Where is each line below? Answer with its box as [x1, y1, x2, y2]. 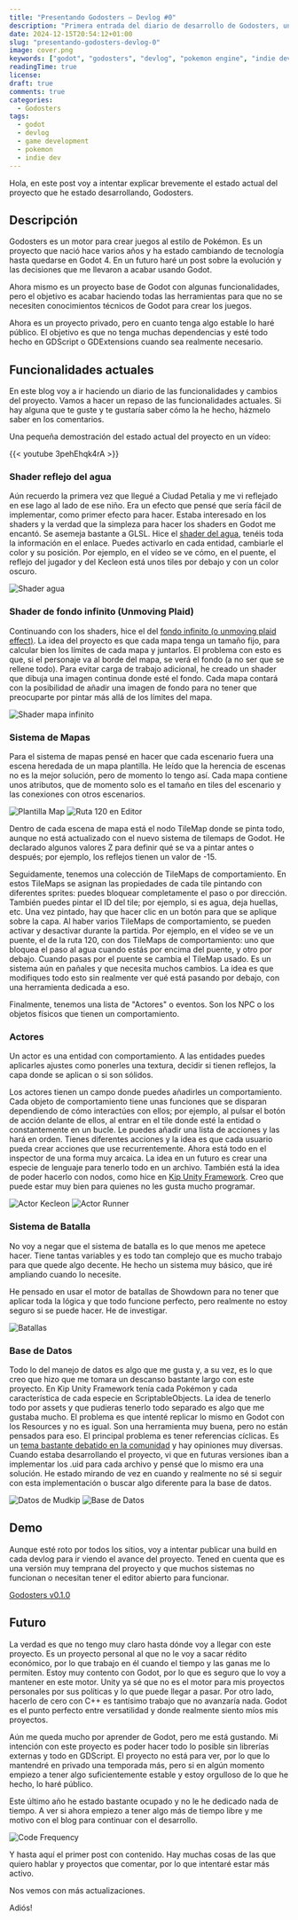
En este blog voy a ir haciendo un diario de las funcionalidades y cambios [9, 386, 278, 397]
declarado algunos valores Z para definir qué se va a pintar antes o [9, 842, 255, 853]
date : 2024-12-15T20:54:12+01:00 [9, 29, 133, 38]
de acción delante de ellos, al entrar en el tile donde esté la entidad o [9, 1115, 262, 1126]
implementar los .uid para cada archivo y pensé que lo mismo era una [9, 1459, 264, 1469]
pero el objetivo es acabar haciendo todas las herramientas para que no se [9, 291, 283, 302]
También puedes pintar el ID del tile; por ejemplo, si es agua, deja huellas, [9, 897, 278, 908]
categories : [9, 95, 53, 105]
